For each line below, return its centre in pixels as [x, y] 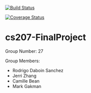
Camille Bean [26, 81]
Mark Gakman [27, 86]
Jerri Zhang [24, 76]
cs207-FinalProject [45, 38]
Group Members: [23, 61]
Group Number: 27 [24, 51]
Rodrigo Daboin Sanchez [38, 70]
